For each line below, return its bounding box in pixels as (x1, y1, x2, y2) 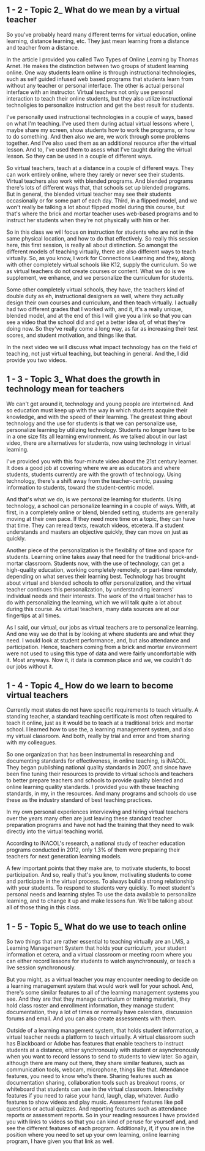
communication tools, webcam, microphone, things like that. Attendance (6, 1066, 188, 1073)
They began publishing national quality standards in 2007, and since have (6, 764, 192, 771)
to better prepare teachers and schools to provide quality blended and (6, 777, 184, 784)
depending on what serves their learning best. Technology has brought (6, 572, 185, 580)
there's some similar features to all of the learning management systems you (6, 989, 199, 996)
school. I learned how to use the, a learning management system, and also (6, 726, 194, 733)
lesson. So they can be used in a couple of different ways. (6, 152, 153, 160)
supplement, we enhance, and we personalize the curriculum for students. (6, 274, 194, 281)
